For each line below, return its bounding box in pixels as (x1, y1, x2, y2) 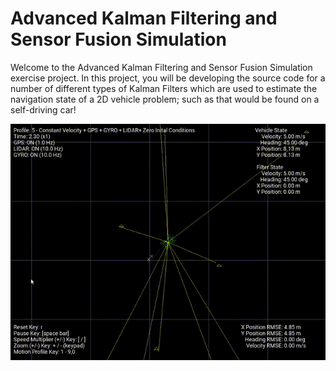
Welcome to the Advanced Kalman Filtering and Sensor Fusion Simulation (10, 61, 313, 73)
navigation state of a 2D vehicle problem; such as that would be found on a (10, 93, 320, 105)
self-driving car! (10, 103, 77, 116)
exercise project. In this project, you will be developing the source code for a (10, 72, 326, 84)
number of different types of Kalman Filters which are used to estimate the (10, 82, 318, 94)
